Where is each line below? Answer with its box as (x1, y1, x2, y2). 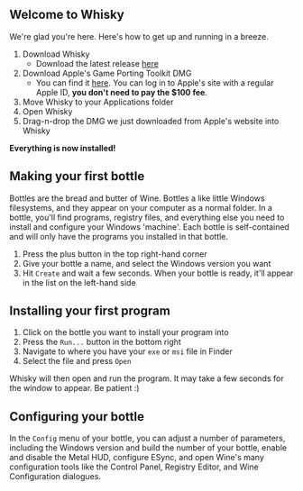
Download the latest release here (35, 58, 160, 68)
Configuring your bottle (9, 409, 144, 424)
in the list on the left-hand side (22, 277, 137, 287)
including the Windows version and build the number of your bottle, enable (9, 442, 287, 453)
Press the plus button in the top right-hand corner (22, 248, 207, 259)
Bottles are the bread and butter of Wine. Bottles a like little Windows (9, 193, 265, 204)
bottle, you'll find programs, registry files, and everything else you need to (9, 212, 285, 223)
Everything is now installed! (9, 142, 116, 153)
